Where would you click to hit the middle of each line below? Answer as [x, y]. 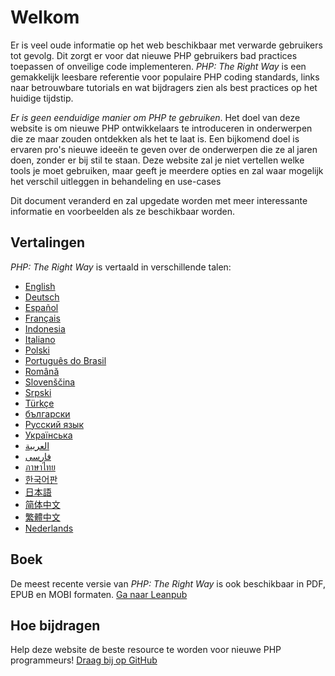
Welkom [45, 17]
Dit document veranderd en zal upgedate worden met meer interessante [159, 200]
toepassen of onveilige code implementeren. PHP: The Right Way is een [158, 66]
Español [41, 307]
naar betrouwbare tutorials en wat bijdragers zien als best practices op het [164, 87]
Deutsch [42, 297]
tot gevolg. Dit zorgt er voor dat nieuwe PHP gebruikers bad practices [154, 55]
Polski [37, 350]
